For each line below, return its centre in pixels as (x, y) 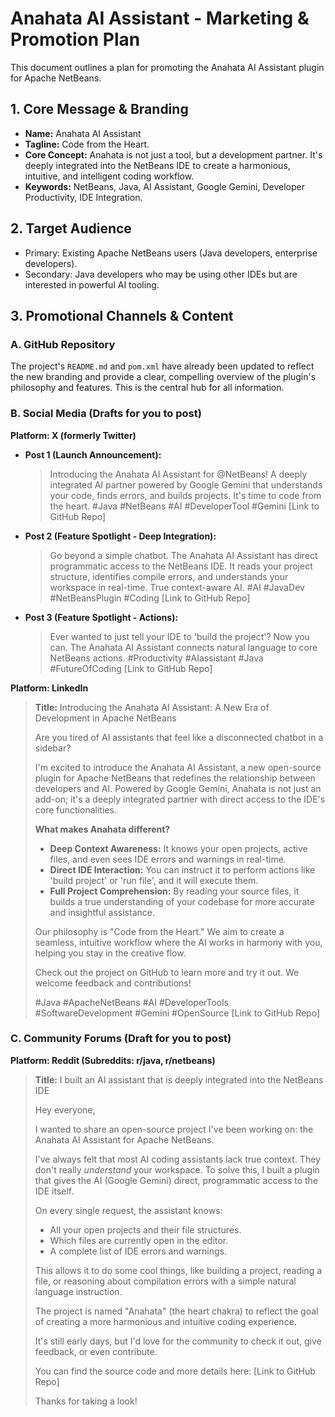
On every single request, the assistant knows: (128, 1210)
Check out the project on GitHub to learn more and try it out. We (167, 972)
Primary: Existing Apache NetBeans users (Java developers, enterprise (171, 253)
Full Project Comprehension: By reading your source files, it (174, 891)
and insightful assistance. (102, 912)
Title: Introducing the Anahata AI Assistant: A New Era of (152, 707)
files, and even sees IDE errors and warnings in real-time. (168, 859)
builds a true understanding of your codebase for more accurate (182, 901)
